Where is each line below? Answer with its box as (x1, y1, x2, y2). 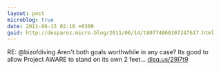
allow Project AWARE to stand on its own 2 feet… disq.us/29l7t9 (7, 56, 189, 64)
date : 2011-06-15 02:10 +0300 (7, 23, 95, 30)
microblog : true (7, 16, 54, 23)
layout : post (7, 10, 45, 17)
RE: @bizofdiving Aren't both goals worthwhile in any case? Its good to (7, 48, 209, 56)
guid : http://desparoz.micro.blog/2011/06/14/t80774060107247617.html (7, 29, 215, 36)
